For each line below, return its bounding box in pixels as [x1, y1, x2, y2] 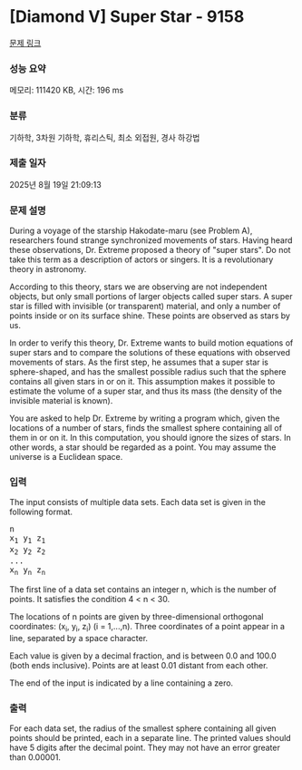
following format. [9, 506, 73, 518]
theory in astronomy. [9, 264, 87, 275]
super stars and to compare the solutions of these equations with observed [9, 347, 291, 358]
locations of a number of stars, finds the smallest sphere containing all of [9, 423, 283, 434]
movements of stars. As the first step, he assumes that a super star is [9, 356, 269, 368]
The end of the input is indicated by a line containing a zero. [9, 677, 234, 688]
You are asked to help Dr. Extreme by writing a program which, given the [9, 413, 280, 424]
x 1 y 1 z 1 [9, 533, 46, 546]
